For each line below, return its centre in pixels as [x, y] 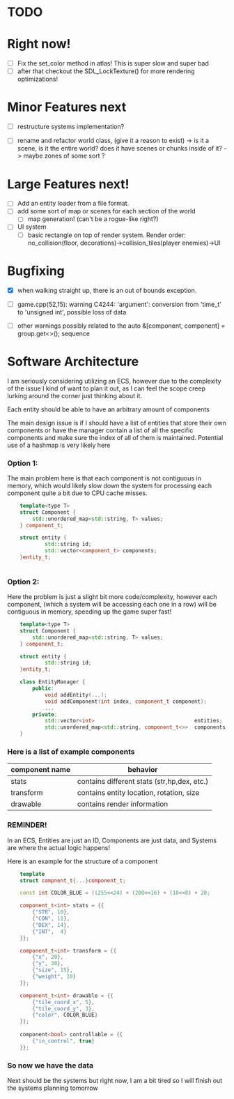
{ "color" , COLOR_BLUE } [65, 1015]
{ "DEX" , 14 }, [51, 925]
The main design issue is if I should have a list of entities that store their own [117, 423]
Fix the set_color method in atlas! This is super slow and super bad [113, 63]
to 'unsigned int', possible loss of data [72, 312]
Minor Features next [67, 107]
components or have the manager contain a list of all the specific [100, 430]
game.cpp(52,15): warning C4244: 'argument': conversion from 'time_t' [119, 304]
